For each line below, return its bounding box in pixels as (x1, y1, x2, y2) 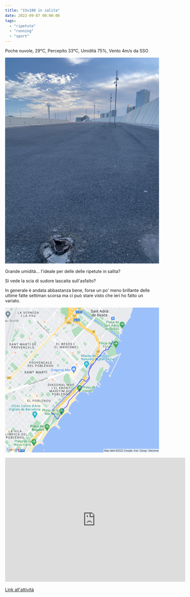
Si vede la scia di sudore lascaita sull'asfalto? (5, 278, 96, 284)
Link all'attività (5, 586, 34, 593)
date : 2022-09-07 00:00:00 (5, 13, 60, 18)
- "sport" (9, 34, 29, 39)
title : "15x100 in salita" (5, 8, 60, 13)
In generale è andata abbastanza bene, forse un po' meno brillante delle (5, 287, 150, 293)
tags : (5, 18, 16, 23)
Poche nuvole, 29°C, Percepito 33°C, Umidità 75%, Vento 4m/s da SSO (5, 48, 148, 53)
